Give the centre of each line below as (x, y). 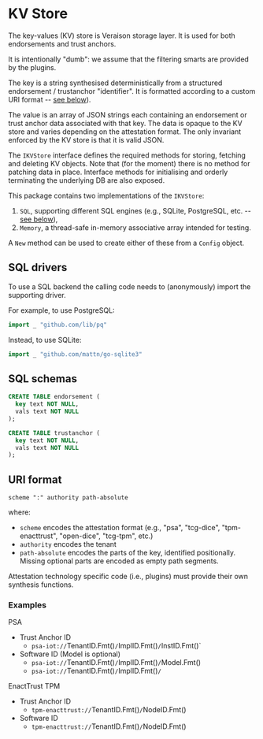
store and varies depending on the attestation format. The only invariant (125, 132)
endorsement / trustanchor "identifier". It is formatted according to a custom (132, 91)
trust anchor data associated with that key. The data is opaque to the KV (125, 123)
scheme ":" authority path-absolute (68, 498)
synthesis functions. (41, 585)
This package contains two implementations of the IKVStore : (106, 195)
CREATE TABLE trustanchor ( (54, 433)
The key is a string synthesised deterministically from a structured (115, 83)
